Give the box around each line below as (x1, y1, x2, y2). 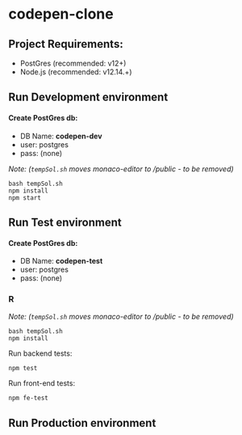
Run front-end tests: (8, 378, 75, 388)
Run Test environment (8, 215, 123, 229)
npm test (8, 365, 38, 373)
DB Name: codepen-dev (19, 131, 102, 141)
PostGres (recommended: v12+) (19, 58, 127, 68)
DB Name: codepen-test (19, 256, 103, 266)
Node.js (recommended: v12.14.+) (19, 67, 132, 77)
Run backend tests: (8, 348, 73, 358)
